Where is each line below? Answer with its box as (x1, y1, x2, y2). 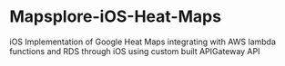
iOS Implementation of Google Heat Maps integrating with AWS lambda (9, 36, 276, 47)
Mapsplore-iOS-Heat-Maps (9, 6, 221, 27)
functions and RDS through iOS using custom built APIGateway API (9, 45, 260, 56)
